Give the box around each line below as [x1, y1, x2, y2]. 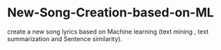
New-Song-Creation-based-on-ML [7, 5, 214, 21]
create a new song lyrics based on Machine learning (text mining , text [7, 27, 209, 36]
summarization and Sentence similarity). [7, 34, 123, 42]
